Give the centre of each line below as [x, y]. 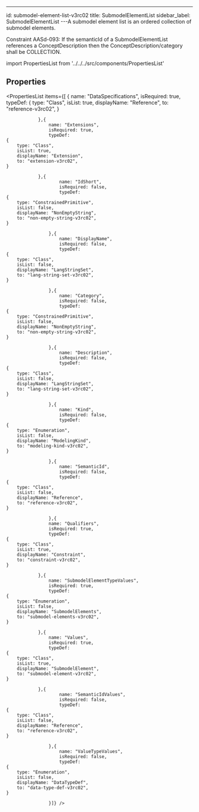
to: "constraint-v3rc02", [49, 560]
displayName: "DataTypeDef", [53, 782]
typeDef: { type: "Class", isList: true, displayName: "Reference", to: [87, 102]
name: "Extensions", [74, 125]
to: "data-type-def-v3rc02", [53, 788]
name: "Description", [86, 353]
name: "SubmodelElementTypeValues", [94, 581]
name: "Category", [82, 296]
